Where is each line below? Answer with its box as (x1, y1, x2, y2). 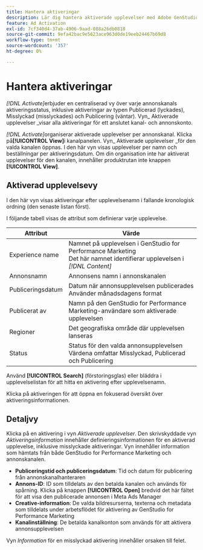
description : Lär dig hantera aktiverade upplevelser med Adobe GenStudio (6, 15, 199, 21)
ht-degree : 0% (6, 48, 42, 54)
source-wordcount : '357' (6, 43, 69, 49)
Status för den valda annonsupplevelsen (68, 341, 183, 350)
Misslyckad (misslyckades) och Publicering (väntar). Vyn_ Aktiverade (6, 113, 179, 120)
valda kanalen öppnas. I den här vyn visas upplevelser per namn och (6, 143, 177, 151)
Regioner (9, 327, 35, 336)
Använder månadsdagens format (68, 289, 162, 297)
